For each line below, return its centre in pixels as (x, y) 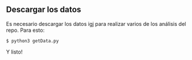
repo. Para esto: (26, 30)
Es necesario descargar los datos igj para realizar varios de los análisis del (96, 24)
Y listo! (14, 52)
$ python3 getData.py (33, 41)
